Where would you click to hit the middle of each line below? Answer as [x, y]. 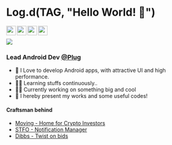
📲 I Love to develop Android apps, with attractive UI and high [90, 70]
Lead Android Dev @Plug [44, 57]
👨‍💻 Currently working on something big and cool [75, 89]
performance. [32, 77]
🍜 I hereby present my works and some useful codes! [81, 96]
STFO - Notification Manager [51, 130]
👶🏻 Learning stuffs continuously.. [56, 83]
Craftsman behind [30, 110]
